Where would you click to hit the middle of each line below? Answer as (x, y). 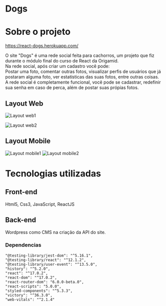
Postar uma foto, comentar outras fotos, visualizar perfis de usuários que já (83, 71)
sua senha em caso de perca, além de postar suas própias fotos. (72, 88)
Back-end (21, 220)
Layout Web (24, 103)
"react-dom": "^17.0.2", (31, 277)
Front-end (21, 192)
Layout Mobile (28, 141)
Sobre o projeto (38, 32)
